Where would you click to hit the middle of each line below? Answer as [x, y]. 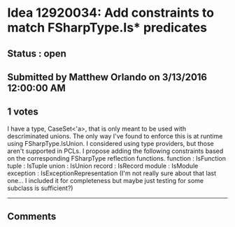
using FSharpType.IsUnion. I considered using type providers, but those [111, 143]
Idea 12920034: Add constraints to [111, 13]
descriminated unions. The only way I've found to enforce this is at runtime [115, 136]
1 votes [23, 112]
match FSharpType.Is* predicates [107, 28]
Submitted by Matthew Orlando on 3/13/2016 [107, 77]
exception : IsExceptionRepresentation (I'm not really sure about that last [112, 173]
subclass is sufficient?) [40, 188]
